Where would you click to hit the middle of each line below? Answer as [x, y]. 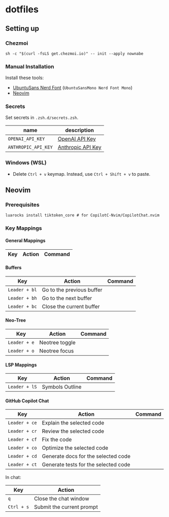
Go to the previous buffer [72, 290]
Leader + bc [23, 306]
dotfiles [22, 10]
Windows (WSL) [26, 163]
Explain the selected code [73, 423]
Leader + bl [23, 290]
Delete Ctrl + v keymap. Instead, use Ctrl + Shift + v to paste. [81, 174]
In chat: [13, 477]
